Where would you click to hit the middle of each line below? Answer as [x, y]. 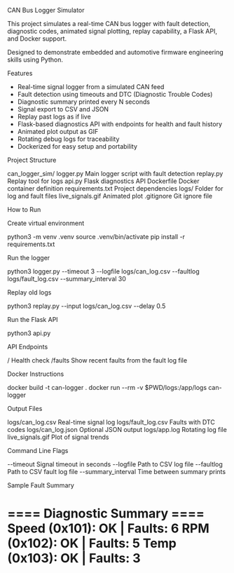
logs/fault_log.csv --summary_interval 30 [67, 279]
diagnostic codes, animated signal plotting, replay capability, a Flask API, [112, 31]
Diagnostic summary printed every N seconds [84, 102]
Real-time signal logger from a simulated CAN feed [91, 87]
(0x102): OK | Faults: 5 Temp [92, 544]
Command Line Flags [38, 451]
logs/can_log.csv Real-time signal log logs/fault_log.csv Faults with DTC [111, 422]
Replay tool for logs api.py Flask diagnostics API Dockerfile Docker [103, 181]
